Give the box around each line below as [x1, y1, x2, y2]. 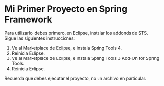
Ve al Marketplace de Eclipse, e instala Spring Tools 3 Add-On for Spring [11, 55, 160, 61]
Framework [4, 14, 52, 25]
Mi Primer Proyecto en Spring [4, 3, 128, 15]
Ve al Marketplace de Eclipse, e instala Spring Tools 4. [11, 45, 122, 51]
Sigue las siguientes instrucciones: [4, 35, 75, 41]
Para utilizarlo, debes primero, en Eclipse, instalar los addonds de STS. [4, 30, 148, 36]
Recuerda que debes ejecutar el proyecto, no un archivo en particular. [4, 75, 146, 81]
